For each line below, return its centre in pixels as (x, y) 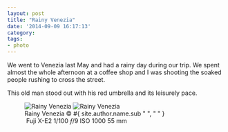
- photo (18, 45)
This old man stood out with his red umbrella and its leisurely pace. (102, 93)
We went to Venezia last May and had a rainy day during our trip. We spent (113, 65)
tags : (15, 39)
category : (21, 33)
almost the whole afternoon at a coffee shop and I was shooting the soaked (115, 72)
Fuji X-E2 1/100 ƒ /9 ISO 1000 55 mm (76, 121)
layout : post (26, 13)
